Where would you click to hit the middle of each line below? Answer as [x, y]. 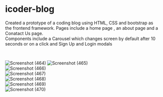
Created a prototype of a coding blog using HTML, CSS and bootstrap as [79, 23]
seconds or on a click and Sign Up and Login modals [59, 44]
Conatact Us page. [24, 33]
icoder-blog [30, 9]
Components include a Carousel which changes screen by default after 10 [80, 39]
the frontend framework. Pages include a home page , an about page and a [81, 28]
